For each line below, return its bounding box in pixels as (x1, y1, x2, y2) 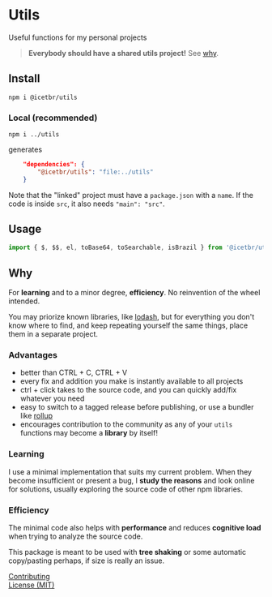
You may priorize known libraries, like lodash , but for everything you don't (8, 312, 255, 322)
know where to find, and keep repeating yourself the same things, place (8, 320, 249, 330)
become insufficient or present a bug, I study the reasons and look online (8, 475, 255, 485)
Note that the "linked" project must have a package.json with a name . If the (8, 190, 253, 200)
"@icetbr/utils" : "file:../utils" (37, 168, 154, 176)
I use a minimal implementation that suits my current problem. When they (8, 466, 253, 476)
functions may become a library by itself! (19, 428, 158, 438)
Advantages (8, 350, 58, 361)
